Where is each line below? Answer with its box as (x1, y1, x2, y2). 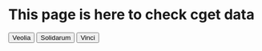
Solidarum (40, 33, 71, 41)
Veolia (12, 33, 31, 41)
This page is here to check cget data (8, 6, 255, 24)
